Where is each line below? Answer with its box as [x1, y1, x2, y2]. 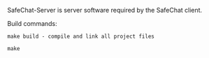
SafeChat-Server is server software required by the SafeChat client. [7, 6, 203, 14]
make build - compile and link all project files [7, 33, 155, 40]
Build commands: [7, 20, 57, 27]
